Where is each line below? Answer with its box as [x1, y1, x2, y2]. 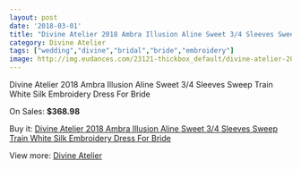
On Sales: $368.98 [9, 106, 81, 116]
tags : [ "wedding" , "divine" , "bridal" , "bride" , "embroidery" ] [9, 46, 235, 55]
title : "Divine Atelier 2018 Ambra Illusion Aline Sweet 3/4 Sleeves [9, 30, 275, 38]
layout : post [9, 13, 58, 22]
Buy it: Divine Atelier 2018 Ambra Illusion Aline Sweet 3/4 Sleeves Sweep [9, 123, 278, 134]
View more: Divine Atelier [9, 150, 103, 161]
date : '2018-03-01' [9, 21, 82, 30]
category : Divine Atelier [9, 38, 106, 47]
